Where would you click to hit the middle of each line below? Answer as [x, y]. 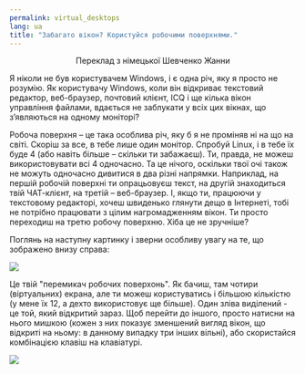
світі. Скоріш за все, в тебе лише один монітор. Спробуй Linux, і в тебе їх [152, 145]
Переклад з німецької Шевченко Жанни [153, 61]
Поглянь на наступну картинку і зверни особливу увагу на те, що [137, 240]
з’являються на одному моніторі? [74, 117]
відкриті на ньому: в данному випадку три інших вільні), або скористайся [152, 333]
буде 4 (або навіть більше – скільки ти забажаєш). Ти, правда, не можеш [152, 154]
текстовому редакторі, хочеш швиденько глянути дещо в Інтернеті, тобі [149, 203]
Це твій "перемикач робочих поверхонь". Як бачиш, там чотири [134, 285]
